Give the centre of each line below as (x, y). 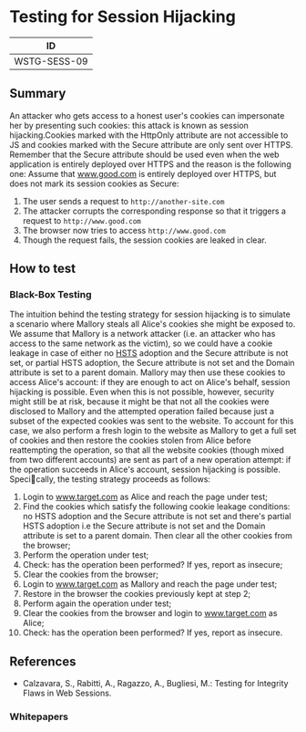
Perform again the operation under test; (97, 603)
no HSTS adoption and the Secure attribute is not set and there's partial (157, 517)
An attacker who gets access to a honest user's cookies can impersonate (147, 115)
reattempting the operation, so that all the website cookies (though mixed (147, 450)
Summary (38, 94)
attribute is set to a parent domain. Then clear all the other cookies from (158, 536)
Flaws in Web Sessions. (67, 693)
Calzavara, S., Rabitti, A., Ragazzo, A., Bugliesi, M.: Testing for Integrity (155, 684)
